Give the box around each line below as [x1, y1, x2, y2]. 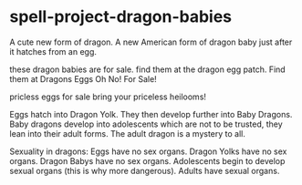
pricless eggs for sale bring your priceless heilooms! [9, 91, 207, 102]
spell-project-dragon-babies [9, 6, 233, 27]
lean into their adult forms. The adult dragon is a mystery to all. [9, 128, 246, 139]
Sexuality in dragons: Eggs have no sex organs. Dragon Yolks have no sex [9, 146, 287, 157]
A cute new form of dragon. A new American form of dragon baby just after [9, 36, 293, 47]
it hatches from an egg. [9, 46, 98, 57]
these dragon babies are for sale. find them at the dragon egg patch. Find [9, 64, 286, 75]
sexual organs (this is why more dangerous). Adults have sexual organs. [9, 165, 280, 176]
